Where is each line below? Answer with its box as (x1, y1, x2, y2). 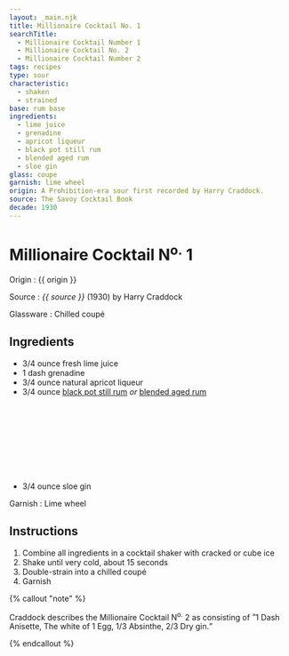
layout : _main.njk (9, 12, 77, 22)
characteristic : (9, 79, 69, 88)
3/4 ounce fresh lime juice (21, 357, 118, 369)
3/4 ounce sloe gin (21, 481, 92, 492)
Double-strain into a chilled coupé (21, 566, 147, 577)
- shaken (17, 87, 50, 96)
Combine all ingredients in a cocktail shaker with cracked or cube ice (21, 548, 276, 558)
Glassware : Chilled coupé (9, 308, 105, 320)
